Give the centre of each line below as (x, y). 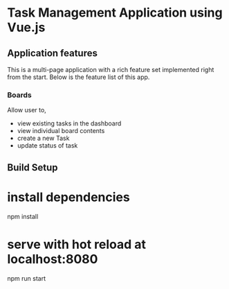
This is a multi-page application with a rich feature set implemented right (111, 70)
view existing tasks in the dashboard (69, 123)
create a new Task (43, 138)
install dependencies (68, 197)
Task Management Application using (115, 13)
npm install (23, 216)
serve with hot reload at (77, 244)
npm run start (27, 278)
